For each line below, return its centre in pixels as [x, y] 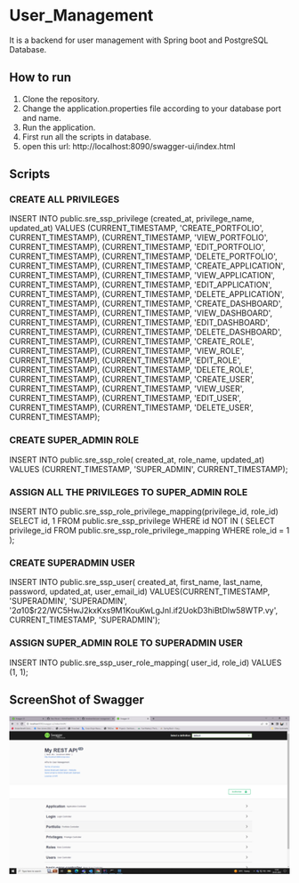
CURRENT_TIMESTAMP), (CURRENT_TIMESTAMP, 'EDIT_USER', [125, 398]
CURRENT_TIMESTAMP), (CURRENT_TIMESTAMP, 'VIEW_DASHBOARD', [141, 313]
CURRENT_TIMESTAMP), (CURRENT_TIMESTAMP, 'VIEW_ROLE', [127, 351]
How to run [40, 78]
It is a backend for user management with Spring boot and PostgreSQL [139, 40]
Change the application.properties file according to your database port [152, 108]
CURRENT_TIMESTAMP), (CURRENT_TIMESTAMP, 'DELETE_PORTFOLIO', [143, 257]
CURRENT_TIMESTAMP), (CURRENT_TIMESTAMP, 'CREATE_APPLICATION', [147, 266]
